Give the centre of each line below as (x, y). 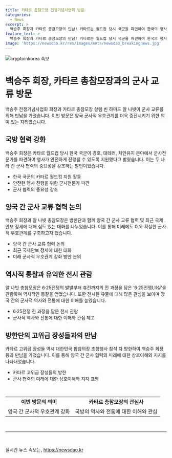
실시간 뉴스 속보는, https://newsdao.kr (44, 450)
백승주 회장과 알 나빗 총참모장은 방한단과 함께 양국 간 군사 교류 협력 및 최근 (80, 220)
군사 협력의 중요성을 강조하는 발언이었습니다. (61, 166)
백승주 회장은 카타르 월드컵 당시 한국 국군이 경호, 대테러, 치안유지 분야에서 (79, 153)
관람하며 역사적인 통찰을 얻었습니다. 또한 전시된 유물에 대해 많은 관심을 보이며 (82, 294)
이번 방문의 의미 (39, 402)
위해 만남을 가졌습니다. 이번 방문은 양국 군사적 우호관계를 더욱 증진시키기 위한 (82, 115)
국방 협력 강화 (26, 139)
